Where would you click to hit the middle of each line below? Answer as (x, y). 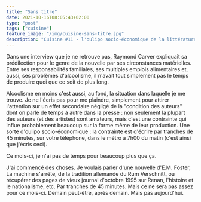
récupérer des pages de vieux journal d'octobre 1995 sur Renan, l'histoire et (100, 180)
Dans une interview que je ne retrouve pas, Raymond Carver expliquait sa (97, 56)
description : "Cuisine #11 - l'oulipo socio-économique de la (85, 39)
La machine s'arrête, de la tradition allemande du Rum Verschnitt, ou (91, 174)
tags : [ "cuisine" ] (29, 28)
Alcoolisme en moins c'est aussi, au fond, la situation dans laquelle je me (96, 94)
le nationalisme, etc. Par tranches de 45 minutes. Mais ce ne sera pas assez (100, 186)
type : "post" (22, 23)
